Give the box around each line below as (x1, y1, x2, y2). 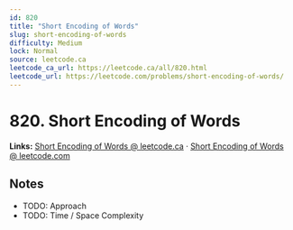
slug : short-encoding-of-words (9, 30, 127, 39)
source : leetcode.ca (9, 55, 87, 64)
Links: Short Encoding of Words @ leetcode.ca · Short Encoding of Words (9, 141, 284, 152)
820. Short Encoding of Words (9, 110, 241, 131)
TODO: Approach (22, 200, 87, 211)
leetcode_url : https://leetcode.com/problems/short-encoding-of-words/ (9, 72, 284, 81)
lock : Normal (9, 47, 59, 56)
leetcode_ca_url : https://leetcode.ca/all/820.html (9, 64, 207, 73)
